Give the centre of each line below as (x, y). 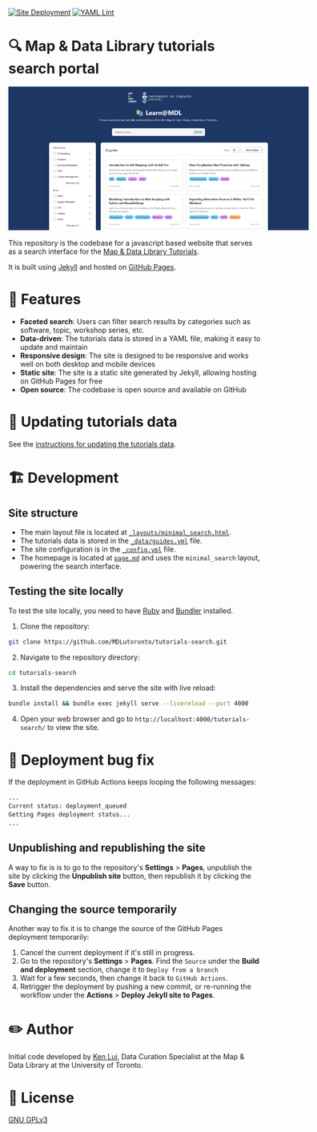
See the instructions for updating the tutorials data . (92, 444)
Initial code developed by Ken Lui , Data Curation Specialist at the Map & (126, 1057)
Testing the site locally (66, 591)
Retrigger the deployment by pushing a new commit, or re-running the (136, 987)
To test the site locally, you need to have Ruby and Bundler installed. (121, 610)
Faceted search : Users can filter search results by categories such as (135, 321)
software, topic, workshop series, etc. (82, 330)
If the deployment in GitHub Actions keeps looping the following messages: (132, 782)
